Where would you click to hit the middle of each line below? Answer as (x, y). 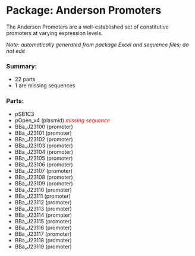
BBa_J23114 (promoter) (43, 215)
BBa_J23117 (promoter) (43, 234)
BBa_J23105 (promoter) (44, 158)
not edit (15, 50)
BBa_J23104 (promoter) (44, 151)
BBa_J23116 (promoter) (43, 227)
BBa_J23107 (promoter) (44, 170)
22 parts (25, 79)
